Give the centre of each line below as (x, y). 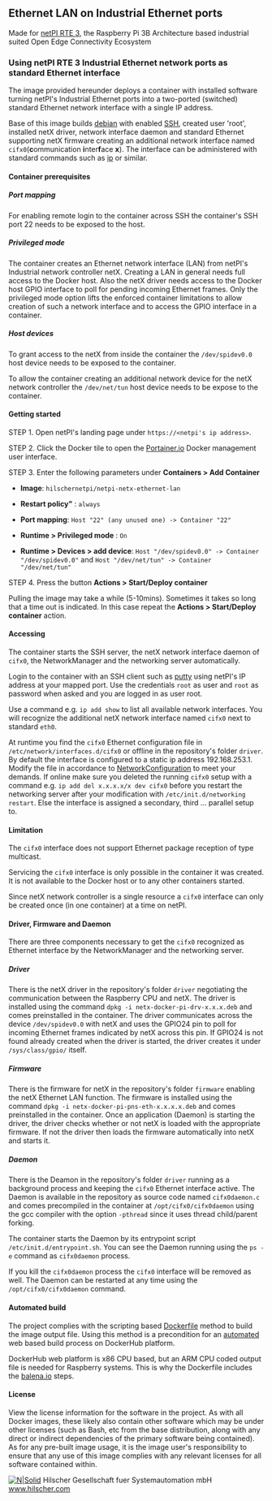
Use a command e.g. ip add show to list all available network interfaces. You (135, 710)
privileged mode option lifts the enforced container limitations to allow (125, 298)
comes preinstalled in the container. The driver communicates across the (131, 1016)
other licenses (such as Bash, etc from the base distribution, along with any (134, 1430)
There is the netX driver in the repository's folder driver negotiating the (128, 990)
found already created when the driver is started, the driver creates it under (135, 1042)
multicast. (25, 856)
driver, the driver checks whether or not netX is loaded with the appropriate (135, 1124)
